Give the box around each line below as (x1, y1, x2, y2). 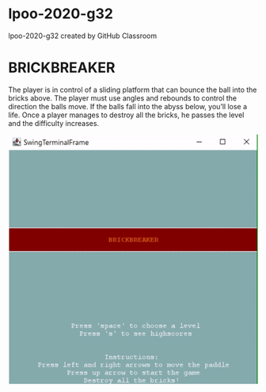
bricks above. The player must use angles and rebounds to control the (8, 93, 237, 103)
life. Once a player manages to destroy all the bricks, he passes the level (8, 110, 245, 120)
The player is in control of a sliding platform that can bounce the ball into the (8, 85, 257, 94)
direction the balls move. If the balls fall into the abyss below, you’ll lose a (8, 101, 248, 111)
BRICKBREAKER (8, 59, 116, 77)
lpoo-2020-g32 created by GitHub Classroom (8, 31, 157, 40)
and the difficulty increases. (8, 118, 100, 127)
